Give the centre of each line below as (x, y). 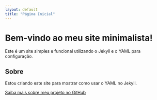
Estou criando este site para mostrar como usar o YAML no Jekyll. (71, 83)
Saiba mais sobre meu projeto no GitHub (46, 93)
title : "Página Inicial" (30, 14)
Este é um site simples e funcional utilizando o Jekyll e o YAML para (73, 51)
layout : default (21, 9)
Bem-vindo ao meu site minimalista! (79, 38)
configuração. (19, 57)
